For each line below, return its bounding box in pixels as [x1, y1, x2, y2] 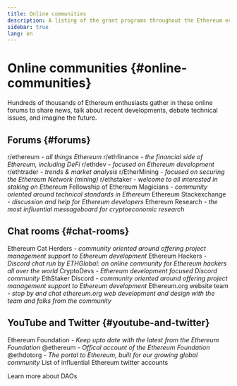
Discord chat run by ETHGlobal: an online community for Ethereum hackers [7, 259, 227, 268]
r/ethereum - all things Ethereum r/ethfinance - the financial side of [7, 153, 203, 161]
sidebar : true [7, 23, 49, 30]
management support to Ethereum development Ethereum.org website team [7, 281, 229, 289]
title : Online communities [7, 10, 87, 18]
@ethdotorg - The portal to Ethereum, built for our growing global [7, 350, 198, 359]
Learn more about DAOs [7, 371, 78, 380]
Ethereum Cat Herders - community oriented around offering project [7, 244, 206, 252]
